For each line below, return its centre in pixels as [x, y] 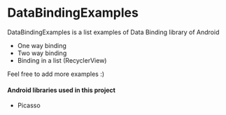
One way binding [42, 45]
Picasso [29, 105]
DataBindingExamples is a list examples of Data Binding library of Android [113, 32]
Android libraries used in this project [61, 90]
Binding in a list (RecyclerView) [62, 60]
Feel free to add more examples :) [56, 74]
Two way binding [42, 53]
